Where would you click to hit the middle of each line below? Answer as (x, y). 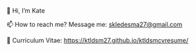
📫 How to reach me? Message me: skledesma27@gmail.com (95, 24)
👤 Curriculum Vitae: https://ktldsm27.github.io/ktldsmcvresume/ (98, 40)
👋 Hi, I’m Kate (26, 11)
